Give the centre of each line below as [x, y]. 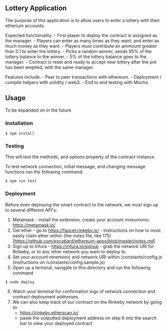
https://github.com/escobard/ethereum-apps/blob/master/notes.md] [85, 241]
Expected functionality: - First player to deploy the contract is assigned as [81, 35]
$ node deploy [20, 282]
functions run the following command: [44, 172]
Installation [19, 123]
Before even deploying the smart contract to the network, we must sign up [82, 204]
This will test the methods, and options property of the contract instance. [80, 157]
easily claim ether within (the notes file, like [57, 235]
